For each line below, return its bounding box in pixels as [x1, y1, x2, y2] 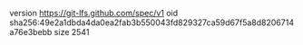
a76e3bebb [9, 27, 53, 37]
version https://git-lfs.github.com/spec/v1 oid [9, 8, 179, 18]
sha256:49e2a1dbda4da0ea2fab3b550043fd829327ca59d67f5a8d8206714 [9, 17, 295, 28]
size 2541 [54, 27, 90, 37]
